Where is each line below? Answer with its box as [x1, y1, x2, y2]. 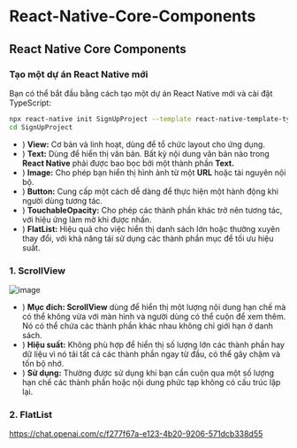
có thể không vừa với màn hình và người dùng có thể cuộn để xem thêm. [21, 311, 286, 321]
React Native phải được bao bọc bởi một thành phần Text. [21, 158, 235, 168]
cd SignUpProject [9, 122, 73, 132]
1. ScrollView [9, 264, 66, 276]
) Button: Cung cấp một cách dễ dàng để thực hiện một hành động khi [21, 186, 278, 197]
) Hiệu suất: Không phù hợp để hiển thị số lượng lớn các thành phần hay [21, 339, 286, 350]
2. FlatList [9, 408, 53, 421]
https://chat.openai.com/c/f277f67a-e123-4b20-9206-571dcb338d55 [9, 429, 263, 439]
